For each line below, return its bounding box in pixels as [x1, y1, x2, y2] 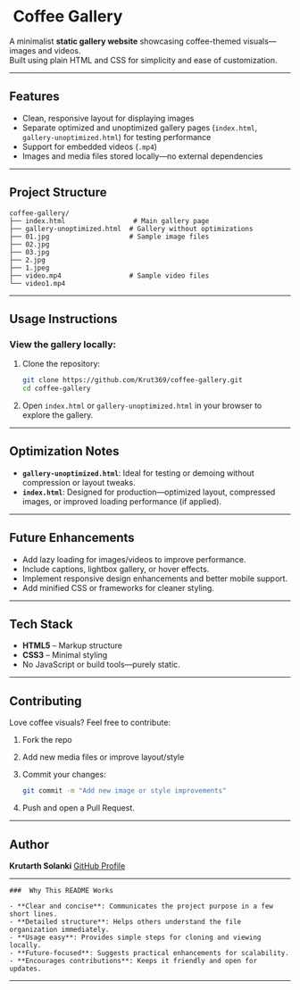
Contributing [9, 694, 82, 709]
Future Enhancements [9, 530, 136, 545]
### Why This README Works [9, 886, 114, 894]
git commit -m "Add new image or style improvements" [21, 786, 227, 795]
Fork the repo [21, 735, 73, 745]
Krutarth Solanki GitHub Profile [9, 860, 126, 871]
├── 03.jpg [9, 247, 50, 256]
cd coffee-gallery [21, 384, 91, 394]
